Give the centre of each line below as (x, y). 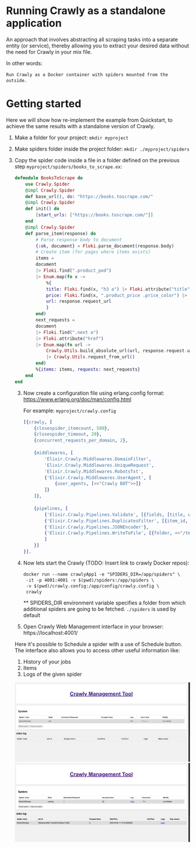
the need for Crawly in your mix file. (49, 52)
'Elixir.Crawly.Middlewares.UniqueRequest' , (99, 465)
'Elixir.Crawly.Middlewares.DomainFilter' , (98, 459)
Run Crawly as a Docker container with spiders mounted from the (87, 74)
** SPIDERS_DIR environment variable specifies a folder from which (104, 603)
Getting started (44, 104)
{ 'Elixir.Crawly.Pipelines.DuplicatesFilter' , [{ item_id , (116, 521)
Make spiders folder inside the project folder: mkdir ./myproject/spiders (102, 149)
